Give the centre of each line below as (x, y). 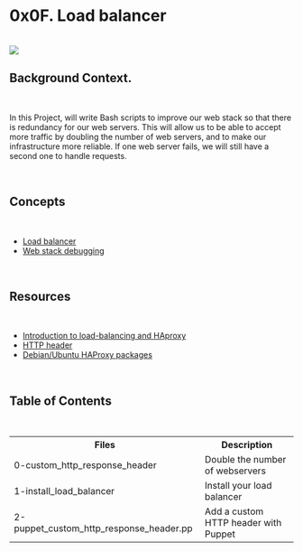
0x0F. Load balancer (88, 16)
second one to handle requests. (69, 155)
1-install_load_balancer (64, 491)
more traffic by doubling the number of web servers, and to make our (138, 136)
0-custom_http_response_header (85, 465)
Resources (40, 296)
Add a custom (234, 511)
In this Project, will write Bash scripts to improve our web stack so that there (150, 117)
